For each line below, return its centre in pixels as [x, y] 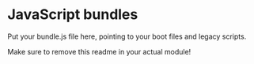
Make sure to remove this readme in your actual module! [99, 51]
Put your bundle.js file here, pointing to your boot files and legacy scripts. [127, 36]
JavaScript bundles [73, 15]
